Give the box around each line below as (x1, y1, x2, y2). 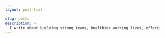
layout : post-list (5, 7, 43, 12)
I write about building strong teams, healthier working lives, (9, 25, 144, 30)
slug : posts (5, 16, 29, 21)
